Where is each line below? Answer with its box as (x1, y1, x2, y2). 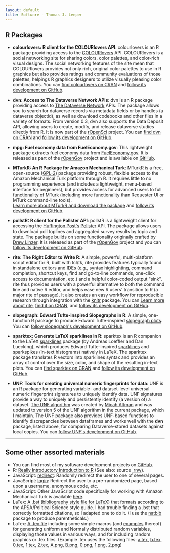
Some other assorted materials (5, 448, 105, 456)
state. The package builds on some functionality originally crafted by (12, 234, 156, 240)
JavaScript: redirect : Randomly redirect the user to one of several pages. (12, 472, 164, 478)
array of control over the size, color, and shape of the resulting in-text (12, 360, 158, 366)
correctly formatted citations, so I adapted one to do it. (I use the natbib (12, 510, 162, 516)
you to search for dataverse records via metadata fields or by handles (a (12, 108, 163, 114)
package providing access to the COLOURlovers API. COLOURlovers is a (12, 50, 164, 56)
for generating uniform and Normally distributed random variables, (12, 526, 152, 532)
